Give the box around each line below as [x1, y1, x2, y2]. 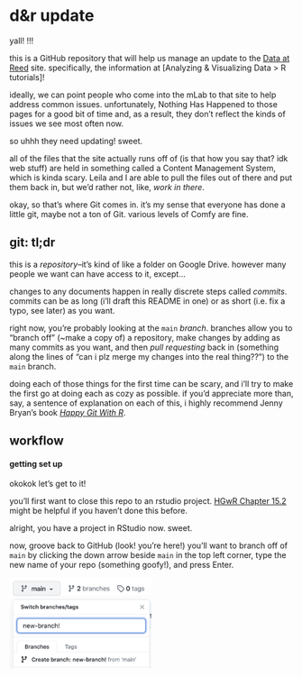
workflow [9, 434, 64, 449]
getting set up [9, 458, 63, 469]
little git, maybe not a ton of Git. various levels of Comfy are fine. [9, 208, 250, 219]
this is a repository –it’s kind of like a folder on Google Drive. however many [9, 259, 287, 270]
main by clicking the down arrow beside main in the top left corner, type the [9, 550, 287, 561]
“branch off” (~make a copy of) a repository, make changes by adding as [9, 332, 281, 343]
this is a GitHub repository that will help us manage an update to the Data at [9, 52, 290, 63]
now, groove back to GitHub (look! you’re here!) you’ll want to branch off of [9, 540, 288, 551]
